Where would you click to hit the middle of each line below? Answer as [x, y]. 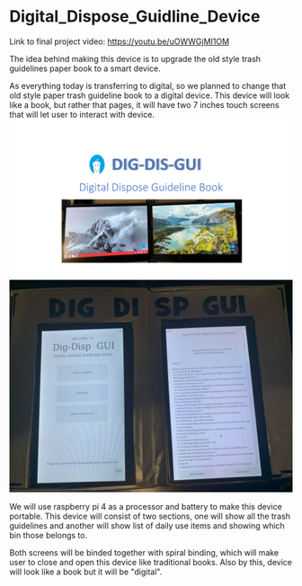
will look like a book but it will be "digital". [86, 572]
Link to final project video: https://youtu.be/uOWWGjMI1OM [120, 41]
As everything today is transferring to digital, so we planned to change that [148, 85]
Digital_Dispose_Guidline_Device [135, 17]
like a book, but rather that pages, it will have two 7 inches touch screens [145, 104]
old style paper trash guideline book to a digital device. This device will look [150, 95]
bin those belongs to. [49, 536]
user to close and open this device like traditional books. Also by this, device [151, 563]
